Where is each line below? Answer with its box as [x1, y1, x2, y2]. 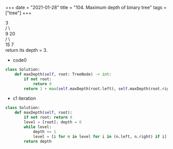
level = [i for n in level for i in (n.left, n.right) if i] [32, 134, 167, 139]
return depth [24, 139, 52, 144]
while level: [24, 124, 52, 129]
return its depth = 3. [5, 47, 48, 53]
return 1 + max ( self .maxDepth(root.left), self [24, 86, 128, 91]
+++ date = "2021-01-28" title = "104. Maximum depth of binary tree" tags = [5, 5, 167, 10]
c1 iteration [12, 95, 36, 102]
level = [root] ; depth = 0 [24, 120, 82, 125]
